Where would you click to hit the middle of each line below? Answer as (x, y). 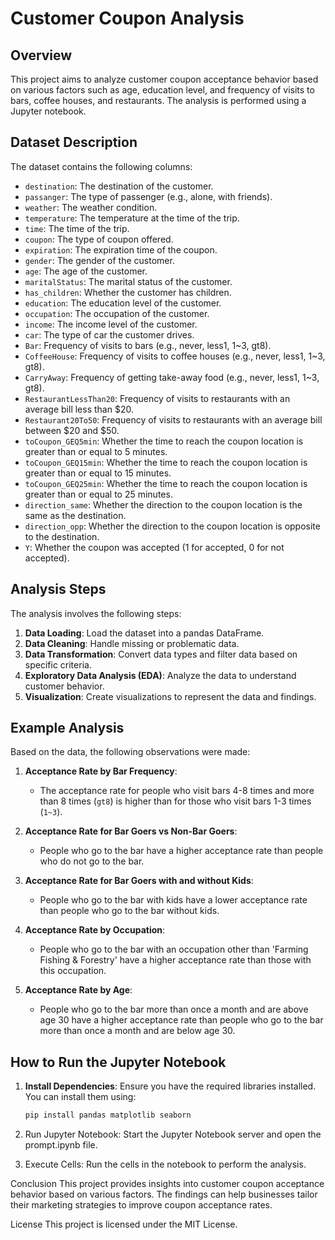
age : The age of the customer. (86, 271)
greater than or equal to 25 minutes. (98, 494)
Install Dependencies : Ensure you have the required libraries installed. (170, 1086)
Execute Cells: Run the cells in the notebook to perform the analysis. (165, 1164)
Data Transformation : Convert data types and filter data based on (161, 654)
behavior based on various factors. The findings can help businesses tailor (164, 1194)
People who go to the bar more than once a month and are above (174, 1009)
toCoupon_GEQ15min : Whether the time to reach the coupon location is (166, 462)
